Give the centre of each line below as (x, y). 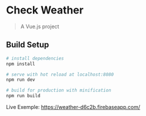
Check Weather (45, 10)
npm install (21, 64)
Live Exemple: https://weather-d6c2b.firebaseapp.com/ (73, 107)
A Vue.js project (40, 26)
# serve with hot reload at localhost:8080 (60, 74)
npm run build (23, 96)
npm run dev (21, 80)
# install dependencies (35, 58)
